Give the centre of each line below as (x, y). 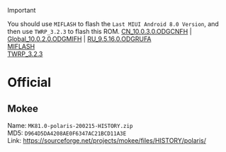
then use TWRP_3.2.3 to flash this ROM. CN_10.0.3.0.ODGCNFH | (100, 31)
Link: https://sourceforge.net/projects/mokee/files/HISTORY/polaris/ (107, 140)
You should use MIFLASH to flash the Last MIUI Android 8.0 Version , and (113, 24)
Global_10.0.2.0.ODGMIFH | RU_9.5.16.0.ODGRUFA (79, 39)
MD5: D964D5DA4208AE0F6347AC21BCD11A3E (67, 133)
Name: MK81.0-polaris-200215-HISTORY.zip (70, 125)
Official (29, 82)
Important (22, 10)
